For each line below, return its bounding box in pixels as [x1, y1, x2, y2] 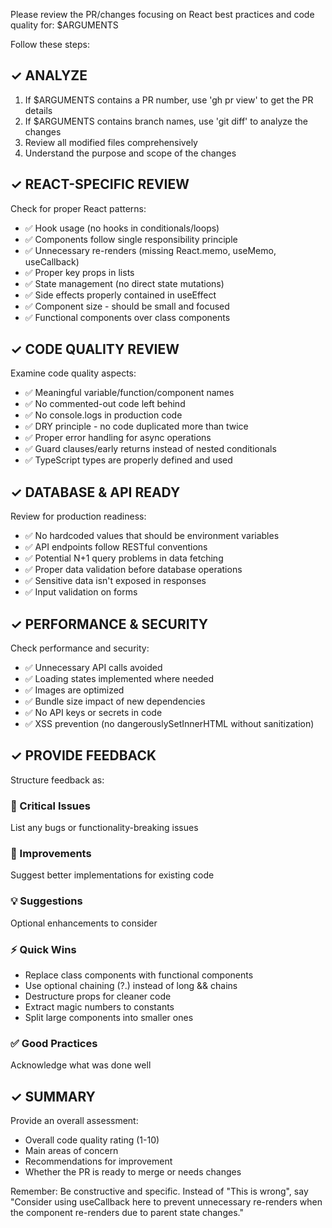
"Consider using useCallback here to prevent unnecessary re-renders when [10, 1196, 323, 1208]
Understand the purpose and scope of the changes [24, 147, 237, 159]
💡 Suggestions [10, 894, 83, 908]
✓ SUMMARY [10, 1088, 96, 1105]
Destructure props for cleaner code [24, 990, 172, 1003]
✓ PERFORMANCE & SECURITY [10, 615, 209, 633]
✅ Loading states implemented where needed [24, 673, 215, 685]
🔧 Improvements [10, 847, 92, 861]
